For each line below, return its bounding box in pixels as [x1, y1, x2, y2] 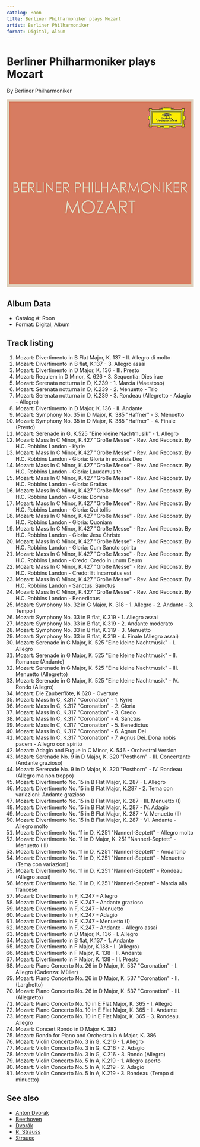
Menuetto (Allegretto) [15, 671, 68, 678]
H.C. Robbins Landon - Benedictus [15, 594, 100, 602]
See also [7, 1093, 39, 1103]
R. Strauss [15, 1128, 41, 1135]
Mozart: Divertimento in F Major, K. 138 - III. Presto [15, 956, 139, 963]
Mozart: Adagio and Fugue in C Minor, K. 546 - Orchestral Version [15, 746, 177, 754]
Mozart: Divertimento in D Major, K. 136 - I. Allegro [15, 930, 138, 937]
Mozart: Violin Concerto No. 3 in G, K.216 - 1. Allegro [15, 1038, 144, 1045]
